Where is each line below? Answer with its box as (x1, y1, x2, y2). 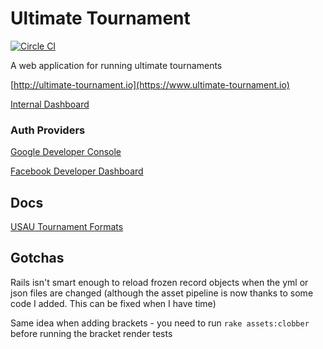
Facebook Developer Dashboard (10, 165, 144, 177)
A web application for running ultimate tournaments (10, 59, 223, 71)
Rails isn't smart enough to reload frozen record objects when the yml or (10, 276, 309, 288)
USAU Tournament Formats (10, 221, 124, 233)
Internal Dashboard (10, 98, 90, 110)
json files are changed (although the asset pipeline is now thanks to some (10, 287, 314, 299)
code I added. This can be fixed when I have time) (10, 297, 217, 309)
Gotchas (10, 250, 65, 267)
